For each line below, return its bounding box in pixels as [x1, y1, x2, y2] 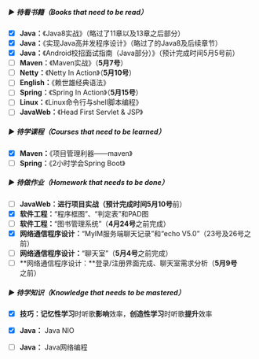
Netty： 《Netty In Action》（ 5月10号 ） [19, 68, 136, 78]
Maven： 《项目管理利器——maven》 [19, 148, 133, 157]
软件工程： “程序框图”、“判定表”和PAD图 [19, 209, 149, 218]
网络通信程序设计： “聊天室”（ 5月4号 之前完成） [19, 248, 173, 257]
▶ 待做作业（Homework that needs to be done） [8, 178, 169, 187]
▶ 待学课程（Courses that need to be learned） [8, 127, 166, 137]
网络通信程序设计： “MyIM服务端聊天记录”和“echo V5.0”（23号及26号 [19, 228, 245, 238]
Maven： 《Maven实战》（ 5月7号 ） [19, 58, 128, 68]
